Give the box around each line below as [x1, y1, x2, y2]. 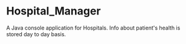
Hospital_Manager [6, 4, 101, 18]
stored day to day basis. [6, 30, 66, 37]
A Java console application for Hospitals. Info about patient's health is [6, 24, 181, 31]
